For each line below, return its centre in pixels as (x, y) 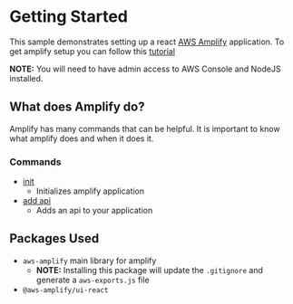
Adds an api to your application (94, 211)
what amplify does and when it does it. (82, 138)
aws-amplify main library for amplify (89, 261)
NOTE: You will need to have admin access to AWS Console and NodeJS (145, 69)
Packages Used (54, 238)
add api (37, 201)
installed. (26, 78)
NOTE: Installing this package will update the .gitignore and (149, 270)
